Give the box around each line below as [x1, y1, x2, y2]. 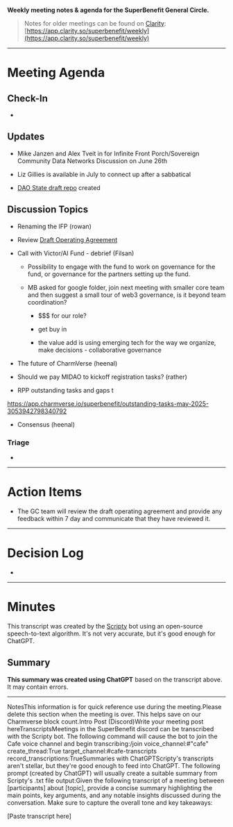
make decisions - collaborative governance [37, 346, 162, 354]
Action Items [7, 484, 82, 500]
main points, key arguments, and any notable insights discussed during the [7, 791, 221, 799]
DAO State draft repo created [17, 183, 101, 191]
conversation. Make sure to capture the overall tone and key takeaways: [7, 798, 213, 807]
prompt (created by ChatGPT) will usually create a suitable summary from [7, 769, 218, 777]
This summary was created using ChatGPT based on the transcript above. [7, 675, 223, 683]
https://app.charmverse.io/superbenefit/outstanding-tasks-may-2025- [7, 399, 209, 408]
